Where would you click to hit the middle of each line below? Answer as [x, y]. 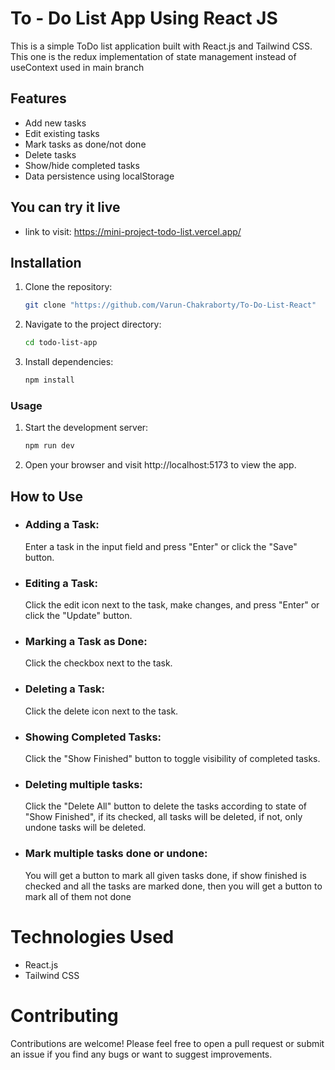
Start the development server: [86, 428]
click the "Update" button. [78, 616]
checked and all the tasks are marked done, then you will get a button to [173, 886]
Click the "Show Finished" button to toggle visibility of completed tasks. [172, 759]
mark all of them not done [78, 896]
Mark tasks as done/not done [85, 144]
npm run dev [49, 446]
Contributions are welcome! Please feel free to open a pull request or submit [167, 1043]
